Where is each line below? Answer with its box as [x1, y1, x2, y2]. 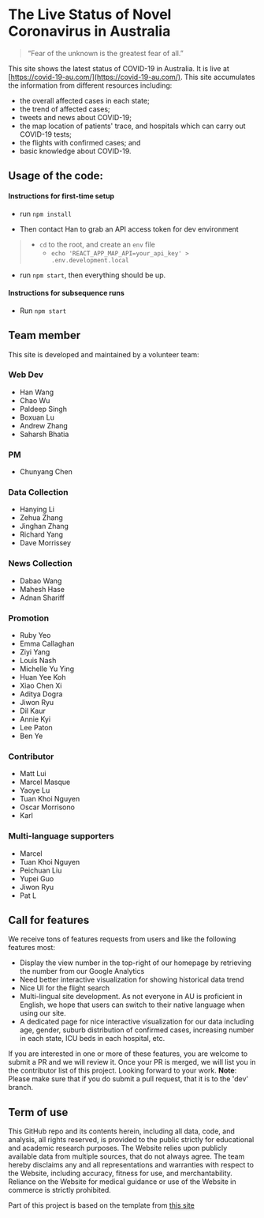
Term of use [8, 1105, 69, 1119]
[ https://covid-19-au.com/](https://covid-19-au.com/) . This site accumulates [8, 72, 255, 81]
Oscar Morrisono [19, 802, 75, 812]
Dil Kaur [19, 706, 46, 716]
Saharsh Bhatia [19, 429, 69, 439]
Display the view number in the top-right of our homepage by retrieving [19, 958, 252, 967]
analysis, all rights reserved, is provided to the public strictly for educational [8, 1135, 255, 1144]
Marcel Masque [19, 777, 71, 787]
